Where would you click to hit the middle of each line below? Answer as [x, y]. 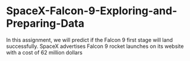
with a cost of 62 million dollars [45, 52]
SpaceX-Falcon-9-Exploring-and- [92, 11]
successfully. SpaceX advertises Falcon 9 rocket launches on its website [95, 46]
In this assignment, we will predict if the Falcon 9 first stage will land [90, 40]
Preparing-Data [45, 23]
